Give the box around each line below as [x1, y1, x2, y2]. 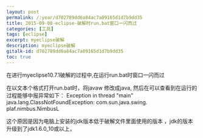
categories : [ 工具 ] [6, 25, 54, 32]
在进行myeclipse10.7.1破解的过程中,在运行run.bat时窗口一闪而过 [6, 71, 165, 79]
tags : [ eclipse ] [6, 31, 47, 38]
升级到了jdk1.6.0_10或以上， [6, 125, 75, 132]
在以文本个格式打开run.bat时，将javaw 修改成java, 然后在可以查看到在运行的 [6, 84, 198, 91]
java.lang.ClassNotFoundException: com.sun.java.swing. [6, 98, 148, 106]
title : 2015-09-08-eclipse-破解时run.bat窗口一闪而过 [6, 20, 137, 26]
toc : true [6, 54, 32, 60]
